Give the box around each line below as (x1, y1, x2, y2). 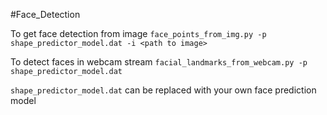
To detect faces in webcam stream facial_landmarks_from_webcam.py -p (10, 56, 308, 68)
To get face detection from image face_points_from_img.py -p (10, 28, 267, 39)
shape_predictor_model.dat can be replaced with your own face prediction (10, 84, 317, 96)
